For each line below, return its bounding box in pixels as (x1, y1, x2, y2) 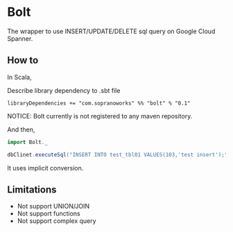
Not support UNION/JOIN (17, 202, 90, 211)
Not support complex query (17, 217, 96, 225)
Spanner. (7, 34, 33, 42)
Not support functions (17, 209, 81, 218)
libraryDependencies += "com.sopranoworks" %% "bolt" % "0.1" (7, 100, 191, 107)
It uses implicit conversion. (7, 163, 84, 172)
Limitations (7, 184, 57, 195)
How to (7, 55, 39, 66)
